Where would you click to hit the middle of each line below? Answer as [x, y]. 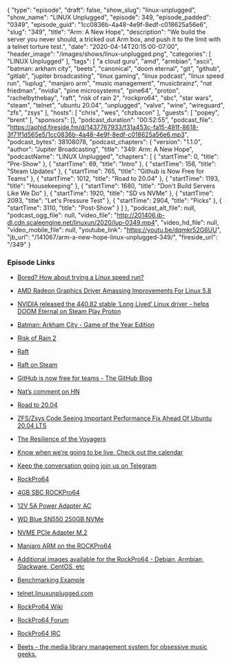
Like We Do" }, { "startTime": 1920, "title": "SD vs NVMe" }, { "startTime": [111, 193]
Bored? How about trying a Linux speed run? [80, 277]
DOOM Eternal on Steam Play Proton [69, 311]
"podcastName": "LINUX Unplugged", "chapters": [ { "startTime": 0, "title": [113, 157]
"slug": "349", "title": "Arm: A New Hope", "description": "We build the [107, 32]
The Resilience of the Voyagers [61, 439]
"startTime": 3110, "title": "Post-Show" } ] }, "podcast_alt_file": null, [102, 208]
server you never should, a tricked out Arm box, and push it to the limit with [114, 39]
